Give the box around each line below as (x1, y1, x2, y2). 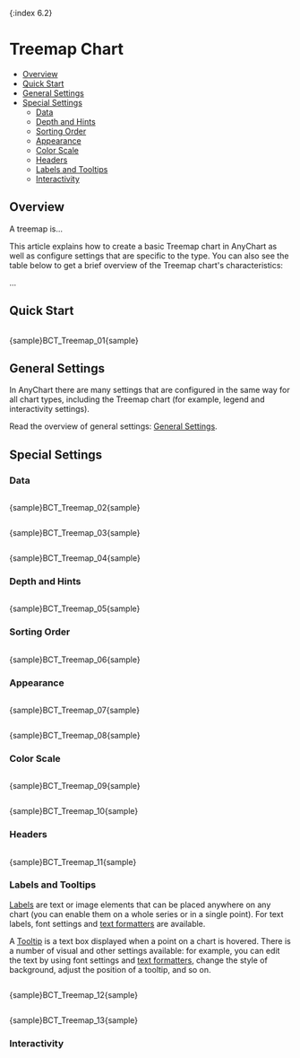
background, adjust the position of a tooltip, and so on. (9, 964, 212, 975)
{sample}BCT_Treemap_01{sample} (9, 335, 139, 345)
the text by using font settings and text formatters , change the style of (9, 955, 269, 966)
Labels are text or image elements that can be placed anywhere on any (9, 899, 271, 910)
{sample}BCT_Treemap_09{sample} (9, 781, 141, 791)
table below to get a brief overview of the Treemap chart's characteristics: (9, 259, 284, 270)
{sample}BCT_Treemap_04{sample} (9, 553, 141, 564)
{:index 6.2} (9, 8, 53, 18)
